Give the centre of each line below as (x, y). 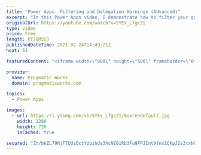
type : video (21, 28)
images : (16, 110)
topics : (16, 94)
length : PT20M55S (28, 39)
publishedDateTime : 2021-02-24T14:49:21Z (59, 45)
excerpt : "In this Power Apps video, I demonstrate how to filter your (97, 17)
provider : (19, 72)
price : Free (21, 34)
